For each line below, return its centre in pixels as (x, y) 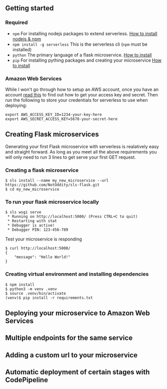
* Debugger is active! (31, 225)
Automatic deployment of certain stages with (77, 372)
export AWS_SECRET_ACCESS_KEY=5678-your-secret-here (61, 119)
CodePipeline (27, 380)
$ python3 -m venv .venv (31, 289)
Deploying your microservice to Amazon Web (78, 313)
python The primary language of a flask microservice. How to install (82, 55)
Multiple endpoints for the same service (69, 338)
